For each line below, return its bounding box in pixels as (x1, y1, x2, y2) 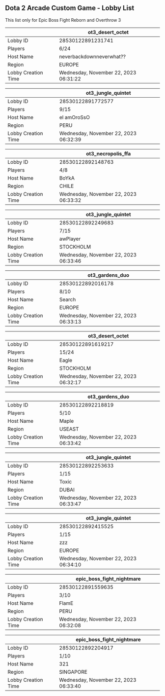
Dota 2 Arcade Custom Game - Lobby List (5, 4, 135, 12)
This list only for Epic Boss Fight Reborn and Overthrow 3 (5, 17, 121, 23)
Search (59, 296, 76, 303)
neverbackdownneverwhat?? (58, 53, 126, 60)
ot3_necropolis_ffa (85, 150, 131, 157)
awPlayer (59, 235, 81, 242)
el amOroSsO (59, 113, 90, 120)
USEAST (59, 425, 80, 432)
